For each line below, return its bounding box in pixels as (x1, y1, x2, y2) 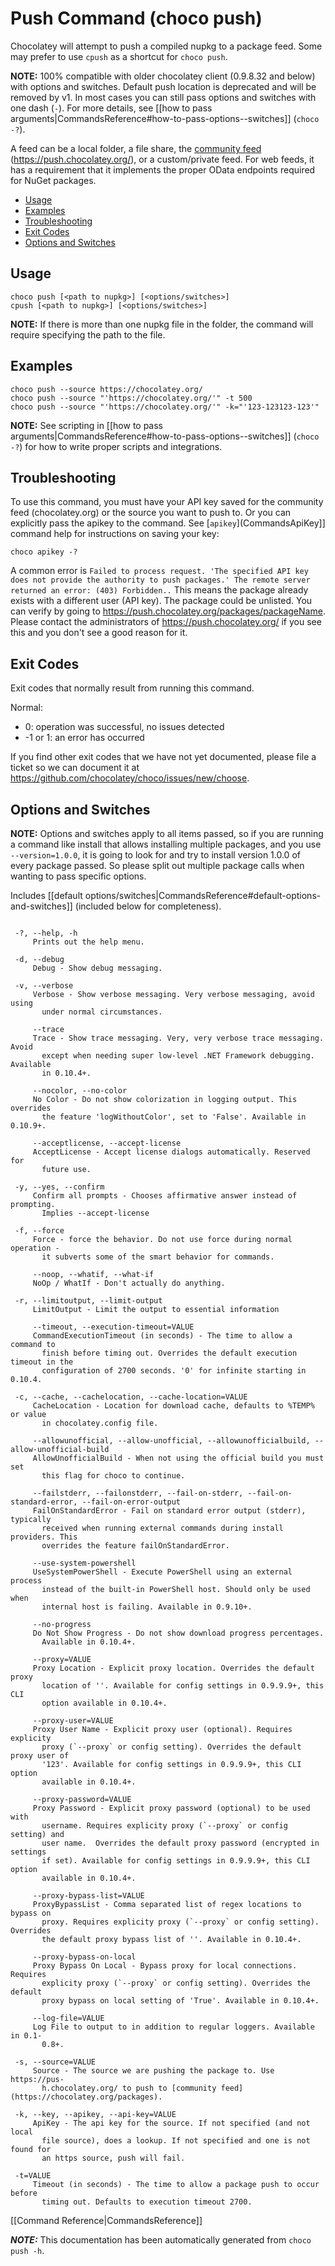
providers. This (10, 1532, 78, 1542)
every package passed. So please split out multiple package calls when (10, 860, 305, 871)
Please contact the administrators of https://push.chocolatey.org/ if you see (10, 616, 322, 628)
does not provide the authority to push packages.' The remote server (10, 575, 311, 586)
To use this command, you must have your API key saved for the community (10, 496, 324, 508)
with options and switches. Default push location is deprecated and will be (10, 80, 317, 92)
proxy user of (10, 1751, 70, 1761)
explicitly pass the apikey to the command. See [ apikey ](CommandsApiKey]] (10, 517, 326, 529)
